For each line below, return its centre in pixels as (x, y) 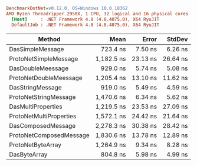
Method (49, 39)
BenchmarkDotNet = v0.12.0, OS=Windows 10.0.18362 (67, 8)
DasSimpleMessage (37, 49)
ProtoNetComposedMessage (49, 135)
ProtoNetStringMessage (42, 97)
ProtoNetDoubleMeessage (46, 78)
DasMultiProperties (36, 107)
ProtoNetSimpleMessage (44, 58)
